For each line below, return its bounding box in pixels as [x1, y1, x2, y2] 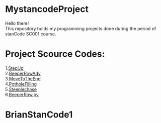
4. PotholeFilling [5, 81, 37, 87]
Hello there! [5, 20, 29, 26]
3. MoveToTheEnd [5, 76, 41, 82]
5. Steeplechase [5, 86, 37, 92]
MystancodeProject [5, 3, 88, 15]
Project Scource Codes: [5, 48, 105, 59]
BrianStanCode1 [5, 109, 73, 120]
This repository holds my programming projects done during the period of [5, 25, 157, 31]
